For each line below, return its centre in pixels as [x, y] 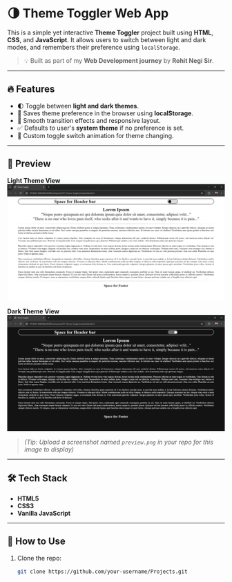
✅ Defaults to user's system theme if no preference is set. [100, 128]
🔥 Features [31, 89]
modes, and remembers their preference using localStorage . [94, 47]
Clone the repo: [39, 558]
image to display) [49, 449]
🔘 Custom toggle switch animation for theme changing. [95, 135]
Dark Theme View [33, 311]
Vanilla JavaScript [44, 513]
